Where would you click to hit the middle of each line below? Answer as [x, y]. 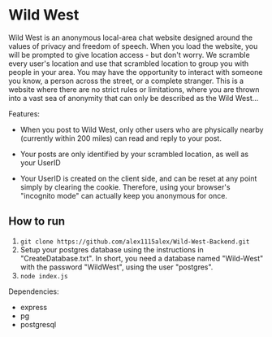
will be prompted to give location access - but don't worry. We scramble [129, 55]
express [33, 307]
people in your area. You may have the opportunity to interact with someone [136, 72]
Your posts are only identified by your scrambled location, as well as [134, 154]
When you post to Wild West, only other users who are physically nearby [142, 129]
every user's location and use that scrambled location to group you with [129, 63]
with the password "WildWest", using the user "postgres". [117, 267]
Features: [24, 114]
